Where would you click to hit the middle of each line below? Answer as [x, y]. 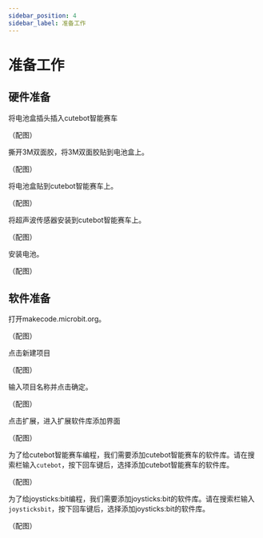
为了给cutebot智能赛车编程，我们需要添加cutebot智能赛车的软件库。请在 [128, 455]
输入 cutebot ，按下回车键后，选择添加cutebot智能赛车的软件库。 [128, 465]
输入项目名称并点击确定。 [50, 387]
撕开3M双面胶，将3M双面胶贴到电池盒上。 [79, 152]
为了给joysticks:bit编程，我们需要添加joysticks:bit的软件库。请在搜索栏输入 [131, 499]
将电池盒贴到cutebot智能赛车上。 [63, 185]
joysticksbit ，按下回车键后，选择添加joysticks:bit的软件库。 [109, 509]
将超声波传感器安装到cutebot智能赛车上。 [77, 220]
